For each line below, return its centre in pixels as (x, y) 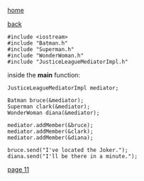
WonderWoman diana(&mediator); (54, 113)
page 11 (18, 169)
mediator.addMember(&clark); (50, 131)
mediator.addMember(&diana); (50, 138)
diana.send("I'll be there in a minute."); (73, 156)
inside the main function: (44, 75)
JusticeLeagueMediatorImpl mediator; (63, 88)
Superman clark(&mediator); (49, 106)
